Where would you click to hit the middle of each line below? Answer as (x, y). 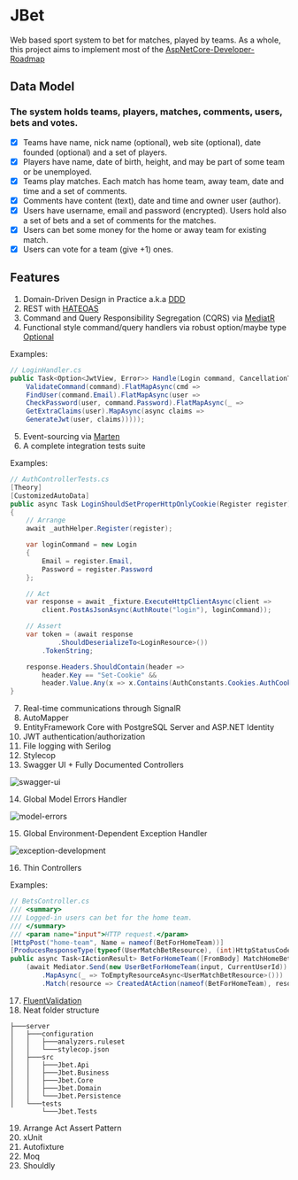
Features (35, 278)
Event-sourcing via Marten (71, 436)
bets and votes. (44, 123)
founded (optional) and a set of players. (95, 152)
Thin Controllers (52, 868)
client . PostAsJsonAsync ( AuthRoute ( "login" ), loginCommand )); (157, 610)
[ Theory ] (26, 487)
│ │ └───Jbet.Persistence (66, 1096)
